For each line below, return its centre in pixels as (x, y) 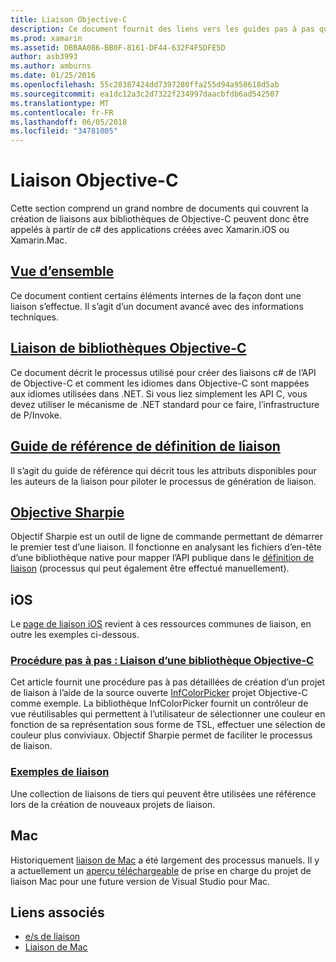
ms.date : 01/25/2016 (53, 76)
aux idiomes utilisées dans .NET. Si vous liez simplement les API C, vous (159, 393)
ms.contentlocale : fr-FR (62, 112)
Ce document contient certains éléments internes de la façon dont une (156, 295)
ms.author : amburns (51, 66)
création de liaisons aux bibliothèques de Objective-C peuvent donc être (160, 219)
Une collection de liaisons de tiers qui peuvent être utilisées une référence (163, 793)
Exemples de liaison (60, 772)
